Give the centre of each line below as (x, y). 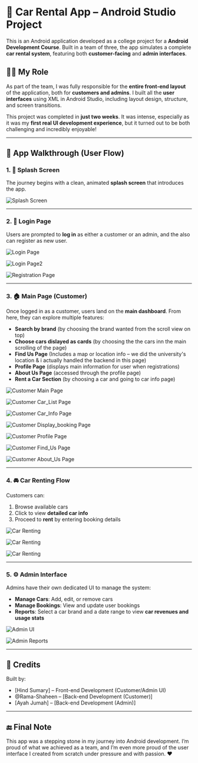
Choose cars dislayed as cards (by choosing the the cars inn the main (100, 341)
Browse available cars (41, 507)
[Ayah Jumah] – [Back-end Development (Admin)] (75, 703)
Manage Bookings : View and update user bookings (77, 605)
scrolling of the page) (41, 348)
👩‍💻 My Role (27, 72)
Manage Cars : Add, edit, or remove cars (64, 599)
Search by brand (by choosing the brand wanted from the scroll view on (103, 329)
